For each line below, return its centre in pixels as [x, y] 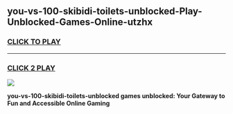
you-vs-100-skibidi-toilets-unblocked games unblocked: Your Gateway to [116, 95]
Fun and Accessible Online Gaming [59, 103]
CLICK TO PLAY [34, 42]
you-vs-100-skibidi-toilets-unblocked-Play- [105, 11]
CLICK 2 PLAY [31, 68]
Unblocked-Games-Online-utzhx [80, 22]
